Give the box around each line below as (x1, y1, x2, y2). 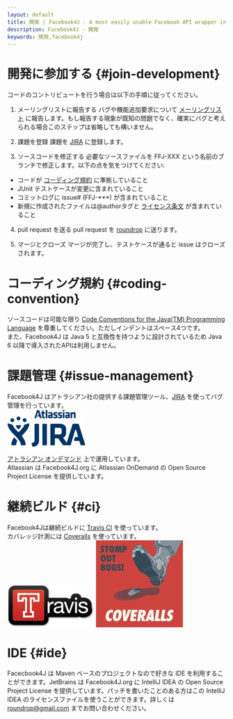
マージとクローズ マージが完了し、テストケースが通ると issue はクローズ (17, 240, 226, 248)
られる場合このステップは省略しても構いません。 (17, 123, 158, 132)
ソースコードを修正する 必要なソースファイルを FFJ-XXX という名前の (17, 152, 218, 161)
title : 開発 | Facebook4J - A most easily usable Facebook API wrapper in (7, 18, 227, 26)
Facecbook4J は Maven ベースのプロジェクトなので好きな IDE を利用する (7, 669, 218, 677)
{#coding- (106, 276, 168, 292)
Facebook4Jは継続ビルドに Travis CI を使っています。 (7, 523, 162, 532)
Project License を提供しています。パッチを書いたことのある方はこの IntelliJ (7, 686, 225, 695)
